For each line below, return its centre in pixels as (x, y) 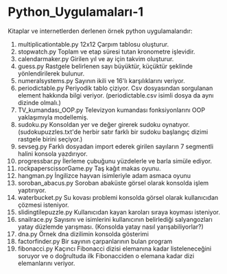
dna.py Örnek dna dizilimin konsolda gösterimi (83, 233)
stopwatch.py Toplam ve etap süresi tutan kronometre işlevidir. (106, 52)
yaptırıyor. (32, 190)
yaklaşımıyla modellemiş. (53, 117)
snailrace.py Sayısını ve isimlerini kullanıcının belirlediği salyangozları (115, 219)
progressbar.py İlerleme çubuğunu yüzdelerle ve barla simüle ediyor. (115, 161)
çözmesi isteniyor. (43, 205)
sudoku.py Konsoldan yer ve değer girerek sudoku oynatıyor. (104, 124)
